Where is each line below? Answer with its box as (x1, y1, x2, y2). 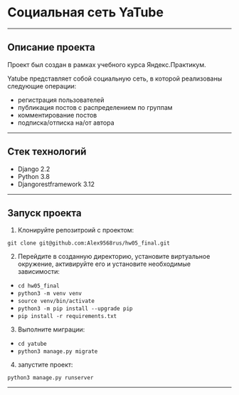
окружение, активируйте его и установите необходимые (17, 260, 191, 268)
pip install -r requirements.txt (17, 313, 117, 320)
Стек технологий (7, 145, 87, 158)
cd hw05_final (17, 282, 60, 289)
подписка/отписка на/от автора (17, 118, 115, 127)
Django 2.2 (17, 165, 51, 173)
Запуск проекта (7, 207, 82, 219)
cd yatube (17, 340, 48, 348)
